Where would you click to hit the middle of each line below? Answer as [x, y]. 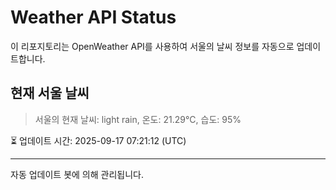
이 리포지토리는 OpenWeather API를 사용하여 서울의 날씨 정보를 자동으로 [152, 46]
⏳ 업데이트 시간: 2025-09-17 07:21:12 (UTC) [98, 140]
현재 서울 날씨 [50, 93]
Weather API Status [93, 17]
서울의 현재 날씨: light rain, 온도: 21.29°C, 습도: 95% [138, 119]
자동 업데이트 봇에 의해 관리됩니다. [77, 174]
